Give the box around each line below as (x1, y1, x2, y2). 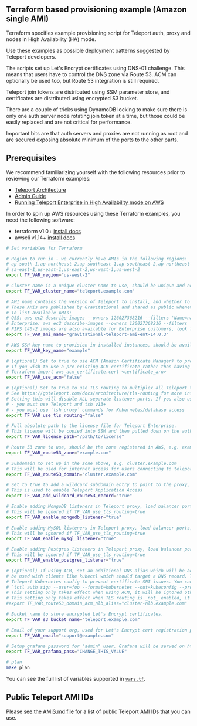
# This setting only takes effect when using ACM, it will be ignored (6, 589, 182, 596)
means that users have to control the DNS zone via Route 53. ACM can (6, 70, 177, 78)
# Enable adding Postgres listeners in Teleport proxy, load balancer (6, 547, 182, 552)
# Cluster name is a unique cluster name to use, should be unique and (6, 283, 185, 289)
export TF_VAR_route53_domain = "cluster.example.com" (6, 471, 138, 477)
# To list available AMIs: (6, 310, 72, 315)
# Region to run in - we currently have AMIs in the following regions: (6, 256, 188, 262)
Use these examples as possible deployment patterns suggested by (6, 47, 170, 54)
